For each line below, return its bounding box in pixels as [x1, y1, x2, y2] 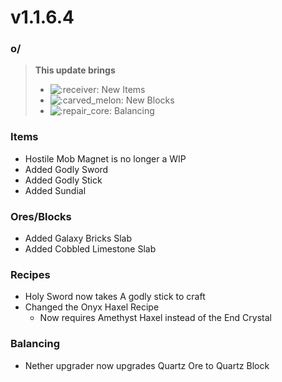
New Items [101, 84, 146, 96]
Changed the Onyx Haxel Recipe [24, 301, 160, 313]
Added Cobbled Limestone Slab [24, 243, 157, 255]
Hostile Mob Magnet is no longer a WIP [24, 152, 187, 165]
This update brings [34, 64, 116, 76]
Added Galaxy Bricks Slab [24, 232, 133, 245]
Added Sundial [24, 184, 87, 196]
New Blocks [125, 94, 175, 106]
